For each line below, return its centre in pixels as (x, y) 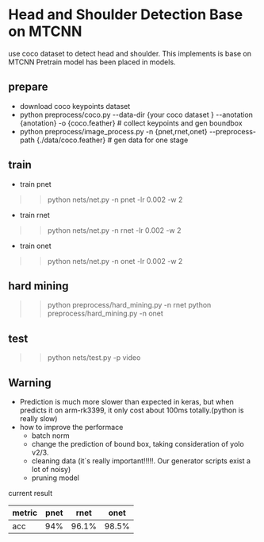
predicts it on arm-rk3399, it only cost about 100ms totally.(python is (132, 410)
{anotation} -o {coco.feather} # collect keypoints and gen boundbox (131, 123)
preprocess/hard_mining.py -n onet (105, 314)
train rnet (34, 215)
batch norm (50, 436)
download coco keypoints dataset (75, 106)
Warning (30, 383)
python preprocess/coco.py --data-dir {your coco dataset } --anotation (136, 114)
